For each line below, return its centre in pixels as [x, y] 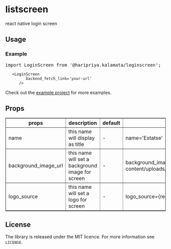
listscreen [27, 9]
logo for [78, 200]
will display [82, 138]
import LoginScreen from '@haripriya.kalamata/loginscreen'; [83, 65]
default [111, 123]
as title [76, 145]
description [83, 123]
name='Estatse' [144, 138]
